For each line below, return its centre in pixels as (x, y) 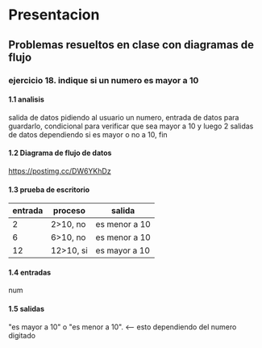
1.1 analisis (26, 99)
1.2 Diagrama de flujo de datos (60, 153)
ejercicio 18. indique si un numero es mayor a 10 (104, 80)
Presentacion (54, 15)
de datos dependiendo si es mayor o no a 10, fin (88, 134)
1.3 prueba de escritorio (49, 189)
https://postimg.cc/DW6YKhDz (60, 170)
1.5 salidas (26, 308)
